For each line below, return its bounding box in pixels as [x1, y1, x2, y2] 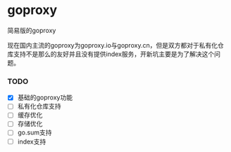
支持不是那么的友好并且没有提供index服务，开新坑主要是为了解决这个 [13, 50, 215, 58]
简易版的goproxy [7, 26, 56, 34]
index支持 [17, 137, 46, 146]
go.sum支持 [17, 128, 52, 137]
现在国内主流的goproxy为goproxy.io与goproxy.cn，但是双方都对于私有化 [7, 41, 218, 49]
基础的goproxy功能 [17, 93, 73, 102]
